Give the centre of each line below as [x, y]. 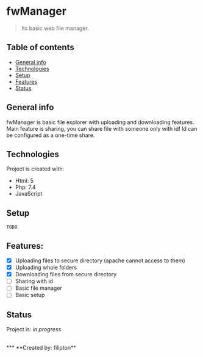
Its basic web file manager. [55, 28]
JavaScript [29, 194]
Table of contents [40, 47]
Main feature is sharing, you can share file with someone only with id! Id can [102, 128]
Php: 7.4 [25, 187]
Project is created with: [35, 169]
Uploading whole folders [46, 268]
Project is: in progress [34, 329]
